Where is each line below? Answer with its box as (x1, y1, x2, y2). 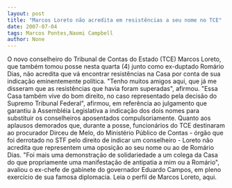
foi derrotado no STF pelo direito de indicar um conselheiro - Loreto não (7, 136, 214, 144)
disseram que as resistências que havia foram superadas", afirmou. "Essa (7, 85, 218, 93)
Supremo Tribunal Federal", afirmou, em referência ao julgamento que (7, 99, 207, 108)
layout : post (7, 10, 45, 17)
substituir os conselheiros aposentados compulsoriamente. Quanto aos (7, 114, 211, 122)
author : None (7, 36, 45, 43)
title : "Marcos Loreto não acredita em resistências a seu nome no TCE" (7, 17, 222, 24)
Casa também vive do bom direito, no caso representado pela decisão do (7, 92, 217, 101)
